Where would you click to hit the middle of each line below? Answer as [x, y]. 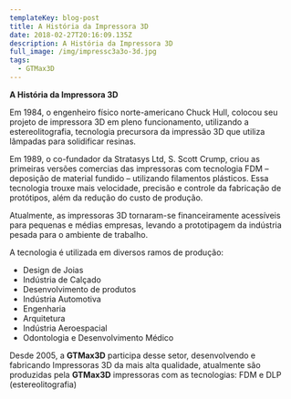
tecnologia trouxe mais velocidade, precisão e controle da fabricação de [145, 188]
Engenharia [44, 308]
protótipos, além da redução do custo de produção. [106, 198]
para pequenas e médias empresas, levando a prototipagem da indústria [146, 225]
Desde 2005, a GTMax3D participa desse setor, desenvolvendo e [133, 355]
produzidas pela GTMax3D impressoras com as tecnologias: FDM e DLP [145, 374]
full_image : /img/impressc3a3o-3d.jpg [83, 52]
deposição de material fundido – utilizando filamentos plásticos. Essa [139, 178]
